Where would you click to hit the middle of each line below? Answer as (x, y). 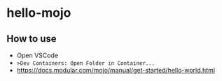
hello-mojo (39, 13)
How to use (32, 39)
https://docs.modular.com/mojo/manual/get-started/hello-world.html (116, 70)
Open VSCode (37, 55)
